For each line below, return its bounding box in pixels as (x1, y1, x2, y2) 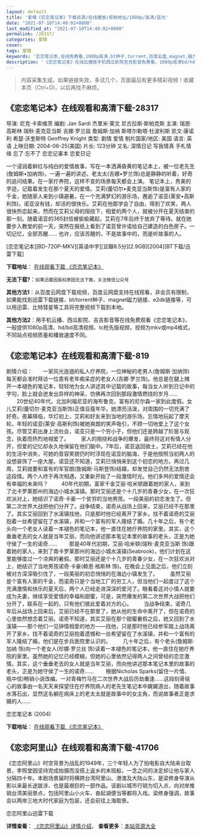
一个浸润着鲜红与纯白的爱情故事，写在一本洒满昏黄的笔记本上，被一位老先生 (6, 163, 195, 170)
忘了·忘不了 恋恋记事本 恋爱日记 (13, 150, 91, 157)
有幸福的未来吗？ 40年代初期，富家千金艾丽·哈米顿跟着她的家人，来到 (6, 480, 190, 488)
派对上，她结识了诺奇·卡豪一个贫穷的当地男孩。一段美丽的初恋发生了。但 (11, 495, 191, 503)
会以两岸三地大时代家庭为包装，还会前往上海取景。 (6, 797, 132, 804)
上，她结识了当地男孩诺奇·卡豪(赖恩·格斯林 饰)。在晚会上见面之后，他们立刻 (6, 563, 193, 570)
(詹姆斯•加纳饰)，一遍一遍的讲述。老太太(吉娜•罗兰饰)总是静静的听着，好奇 (6, 170, 193, 178)
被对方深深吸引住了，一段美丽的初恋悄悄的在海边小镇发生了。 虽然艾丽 (6, 570, 191, 578)
